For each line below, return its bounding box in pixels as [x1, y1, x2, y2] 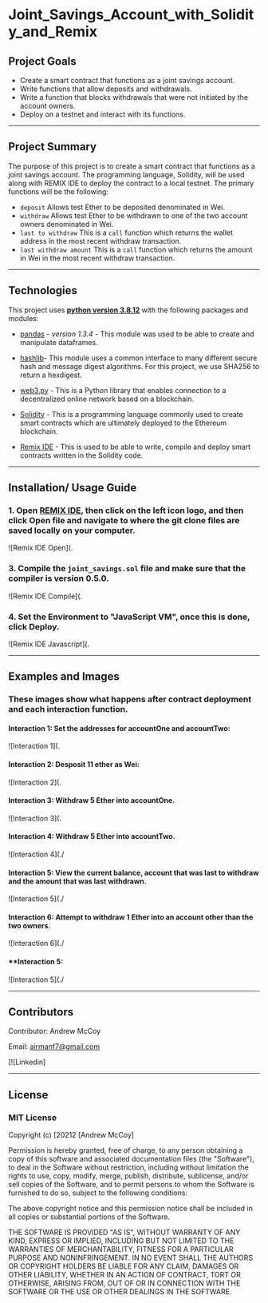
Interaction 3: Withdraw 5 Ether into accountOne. [8, 796, 175, 805]
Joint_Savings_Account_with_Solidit [8, 6, 254, 24]
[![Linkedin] [8, 1057, 46, 1067]
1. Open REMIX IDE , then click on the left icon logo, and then [8, 505, 244, 516]
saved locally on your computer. [8, 525, 136, 536]
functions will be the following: [8, 186, 109, 197]
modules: [8, 313, 39, 323]
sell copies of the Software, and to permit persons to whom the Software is [8, 1180, 255, 1190]
